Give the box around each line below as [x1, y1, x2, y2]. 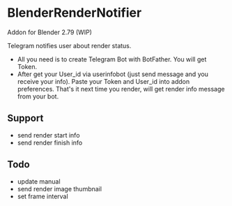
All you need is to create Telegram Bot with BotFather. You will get [17, 54, 207, 64]
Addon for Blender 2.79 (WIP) [7, 28, 93, 36]
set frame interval [17, 192, 68, 200]
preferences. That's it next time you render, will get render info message [17, 84, 225, 93]
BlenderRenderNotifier [7, 5, 142, 21]
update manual [17, 177, 61, 186]
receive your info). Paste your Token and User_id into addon [17, 77, 190, 85]
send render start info [17, 131, 80, 139]
